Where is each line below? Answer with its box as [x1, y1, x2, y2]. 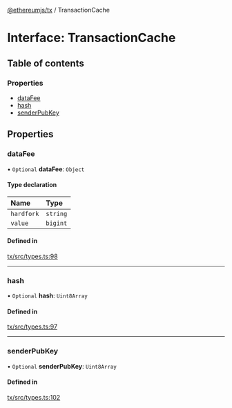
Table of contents [7, 57, 84, 69]
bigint [46, 219, 68, 227]
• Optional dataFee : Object [7, 165, 85, 173]
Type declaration [7, 181, 57, 189]
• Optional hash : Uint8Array [7, 291, 88, 300]
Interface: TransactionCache [7, 30, 176, 46]
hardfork [10, 210, 39, 217]
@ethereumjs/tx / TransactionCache [7, 6, 110, 14]
